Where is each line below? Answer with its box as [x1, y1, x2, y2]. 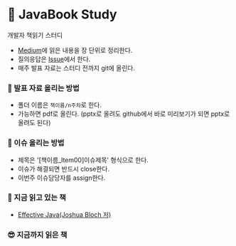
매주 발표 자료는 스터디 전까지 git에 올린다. [17, 63, 135, 72]
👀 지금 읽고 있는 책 [7, 193, 66, 203]
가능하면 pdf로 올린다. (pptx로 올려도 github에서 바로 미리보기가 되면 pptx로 [17, 109, 230, 118]
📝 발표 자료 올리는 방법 [7, 83, 80, 93]
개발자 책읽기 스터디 [7, 31, 63, 39]
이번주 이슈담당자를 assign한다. [17, 173, 106, 182]
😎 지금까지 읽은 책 [7, 230, 68, 240]
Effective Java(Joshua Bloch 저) [17, 210, 112, 219]
